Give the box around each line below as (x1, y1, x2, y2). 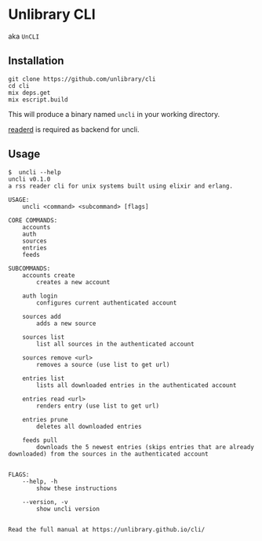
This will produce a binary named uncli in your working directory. (8, 109, 220, 119)
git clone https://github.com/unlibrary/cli (8, 75, 156, 83)
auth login (22, 292, 58, 300)
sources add (22, 313, 61, 320)
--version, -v (22, 498, 68, 506)
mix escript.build (8, 96, 68, 104)
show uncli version (36, 505, 100, 513)
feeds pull (22, 436, 58, 444)
